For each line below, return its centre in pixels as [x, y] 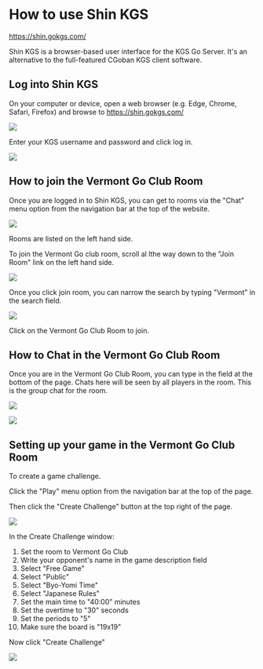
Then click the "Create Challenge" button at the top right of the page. [121, 507]
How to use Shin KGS [79, 15]
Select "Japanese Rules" [60, 594]
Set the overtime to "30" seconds [74, 610]
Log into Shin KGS [54, 85]
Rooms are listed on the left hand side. [71, 238]
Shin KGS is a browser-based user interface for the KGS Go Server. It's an [128, 51]
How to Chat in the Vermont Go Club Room [115, 355]
